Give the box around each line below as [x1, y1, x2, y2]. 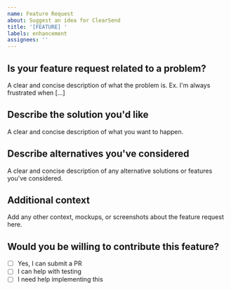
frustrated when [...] [7, 88, 65, 97]
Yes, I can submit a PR [17, 259, 82, 268]
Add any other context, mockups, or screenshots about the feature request [7, 213, 225, 221]
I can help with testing [17, 268, 82, 276]
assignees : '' [7, 37, 49, 44]
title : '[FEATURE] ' [7, 23, 68, 30]
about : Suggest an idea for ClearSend [7, 17, 121, 24]
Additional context [7, 194, 90, 206]
